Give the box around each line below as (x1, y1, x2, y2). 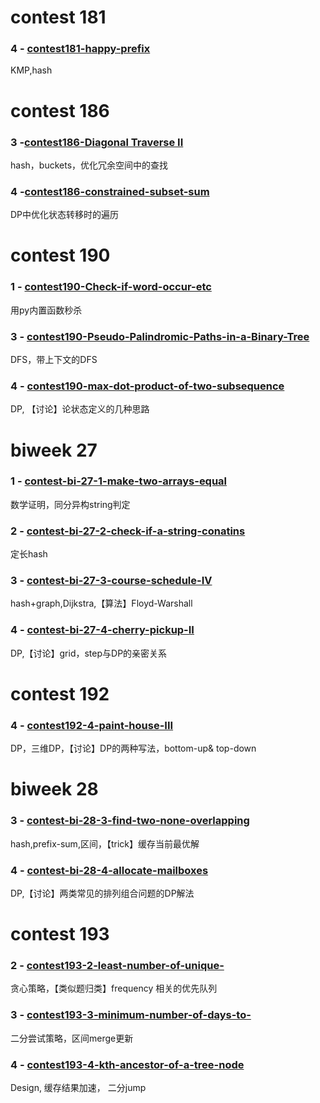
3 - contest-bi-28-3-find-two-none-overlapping (10, 814, 250, 828)
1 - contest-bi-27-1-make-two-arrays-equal (10, 474, 228, 488)
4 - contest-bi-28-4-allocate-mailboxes (10, 863, 209, 877)
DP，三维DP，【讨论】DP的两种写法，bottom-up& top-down (10, 742, 257, 755)
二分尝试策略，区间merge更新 (10, 1032, 134, 1044)
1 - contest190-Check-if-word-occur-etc (10, 280, 212, 294)
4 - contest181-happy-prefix (10, 42, 151, 56)
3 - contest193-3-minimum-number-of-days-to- (10, 1008, 252, 1022)
